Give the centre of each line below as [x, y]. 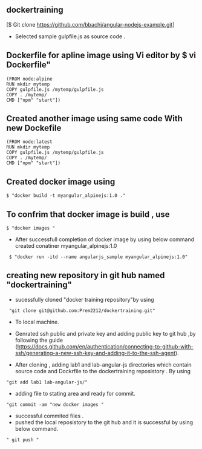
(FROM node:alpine [29, 79]
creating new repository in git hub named [86, 275]
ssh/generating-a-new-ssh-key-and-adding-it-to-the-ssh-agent [95, 353]
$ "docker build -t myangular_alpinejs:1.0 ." [66, 196]
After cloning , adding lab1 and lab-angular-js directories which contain [103, 364]
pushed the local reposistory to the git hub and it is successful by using [104, 422]
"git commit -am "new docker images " [55, 404]
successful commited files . [49, 416]
